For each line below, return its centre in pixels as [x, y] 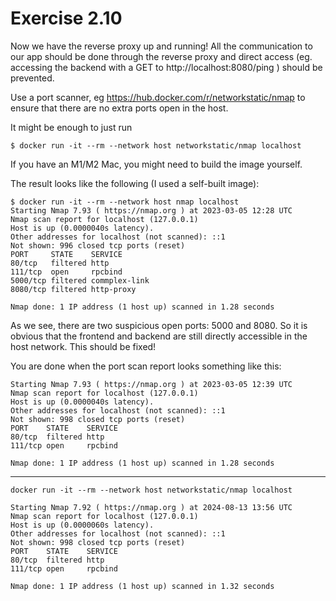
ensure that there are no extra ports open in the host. [119, 108]
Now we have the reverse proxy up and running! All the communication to [161, 46]
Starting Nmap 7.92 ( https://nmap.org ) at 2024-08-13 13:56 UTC [151, 507]
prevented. [32, 78]
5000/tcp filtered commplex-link [80, 280]
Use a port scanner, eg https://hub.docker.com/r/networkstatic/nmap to [158, 97]
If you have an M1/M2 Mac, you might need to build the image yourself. [156, 164]
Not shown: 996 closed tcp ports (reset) [98, 245]
